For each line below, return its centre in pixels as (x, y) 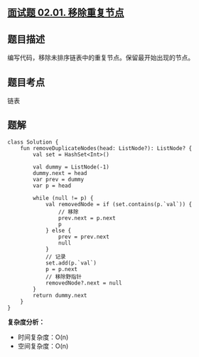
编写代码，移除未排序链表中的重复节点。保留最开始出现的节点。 (101, 58)
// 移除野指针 (63, 277)
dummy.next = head (60, 173)
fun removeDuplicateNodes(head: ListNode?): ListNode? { (106, 148)
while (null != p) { (63, 198)
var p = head (52, 186)
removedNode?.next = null (84, 283)
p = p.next (61, 269)
